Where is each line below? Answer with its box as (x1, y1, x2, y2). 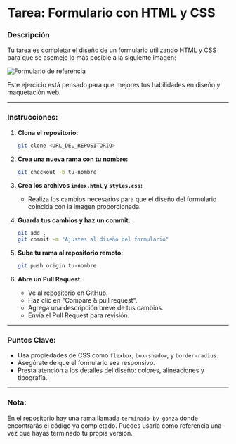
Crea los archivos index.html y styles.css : (17, 181, 143, 189)
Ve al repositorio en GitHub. (27, 288, 108, 297)
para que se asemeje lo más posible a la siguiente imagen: (7, 53, 176, 62)
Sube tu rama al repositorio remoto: (17, 248, 124, 258)
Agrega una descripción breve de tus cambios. (27, 304, 164, 312)
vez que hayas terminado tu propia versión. (7, 429, 133, 437)
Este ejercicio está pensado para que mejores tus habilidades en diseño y (7, 81, 221, 89)
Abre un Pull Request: (17, 275, 83, 284)
